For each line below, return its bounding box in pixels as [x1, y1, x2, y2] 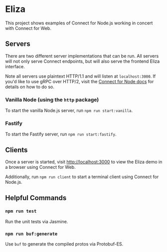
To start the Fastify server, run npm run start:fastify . [5, 131, 117, 137]
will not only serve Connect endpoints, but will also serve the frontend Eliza [5, 58, 160, 64]
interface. [5, 63, 25, 69]
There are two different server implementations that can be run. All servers [5, 53, 159, 59]
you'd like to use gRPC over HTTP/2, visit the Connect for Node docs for [5, 78, 154, 84]
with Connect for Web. [5, 25, 51, 31]
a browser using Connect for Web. [5, 164, 76, 170]
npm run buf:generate [5, 231, 58, 237]
